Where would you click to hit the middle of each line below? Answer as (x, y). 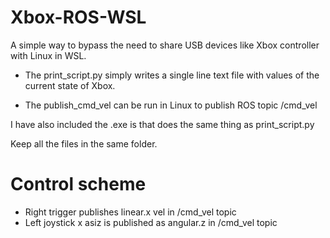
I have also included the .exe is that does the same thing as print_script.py (162, 124)
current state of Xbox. (70, 85)
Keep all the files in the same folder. (84, 143)
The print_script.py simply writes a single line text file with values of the (172, 75)
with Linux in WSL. (48, 55)
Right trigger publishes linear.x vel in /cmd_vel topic (130, 212)
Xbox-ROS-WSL (78, 17)
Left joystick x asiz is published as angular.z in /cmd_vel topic (151, 222)
